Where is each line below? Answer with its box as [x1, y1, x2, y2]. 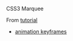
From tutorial [6, 17, 38, 23]
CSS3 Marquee [6, 5, 44, 12]
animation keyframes [14, 28, 67, 35]
